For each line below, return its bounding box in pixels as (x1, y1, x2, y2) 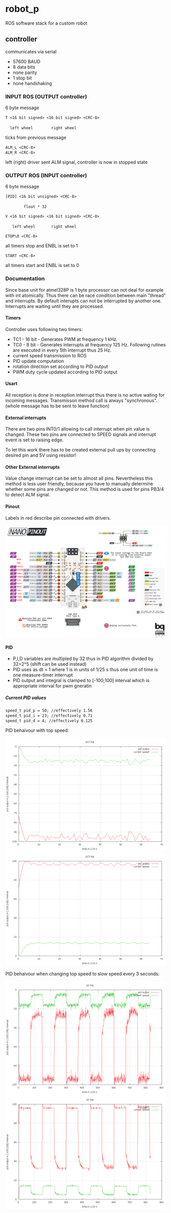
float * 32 (24, 204, 47, 210)
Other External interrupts (5, 464, 60, 470)
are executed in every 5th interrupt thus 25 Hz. (12, 347, 112, 353)
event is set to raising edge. (5, 437, 64, 443)
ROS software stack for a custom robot (5, 20, 88, 26)
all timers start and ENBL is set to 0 (5, 262, 79, 269)
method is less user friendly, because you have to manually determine (5, 481, 154, 487)
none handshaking (12, 80, 52, 86)
